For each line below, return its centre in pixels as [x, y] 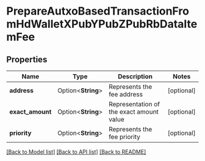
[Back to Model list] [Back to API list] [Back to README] [76, 152]
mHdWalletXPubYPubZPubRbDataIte [102, 24]
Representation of [135, 104]
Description [135, 76]
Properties [27, 59]
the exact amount [134, 112]
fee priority [124, 137]
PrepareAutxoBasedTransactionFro [98, 11]
